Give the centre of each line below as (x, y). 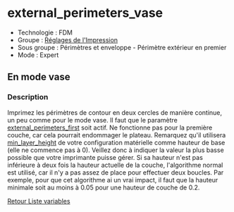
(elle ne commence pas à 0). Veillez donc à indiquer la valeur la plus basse (116, 150)
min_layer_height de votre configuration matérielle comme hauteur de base (116, 142)
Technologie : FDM (45, 32)
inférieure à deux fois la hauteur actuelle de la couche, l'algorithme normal (115, 165)
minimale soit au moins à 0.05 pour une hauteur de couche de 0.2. (104, 187)
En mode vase (39, 77)
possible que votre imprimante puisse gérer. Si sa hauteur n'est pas (105, 157)
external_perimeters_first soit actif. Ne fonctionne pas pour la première (110, 127)
